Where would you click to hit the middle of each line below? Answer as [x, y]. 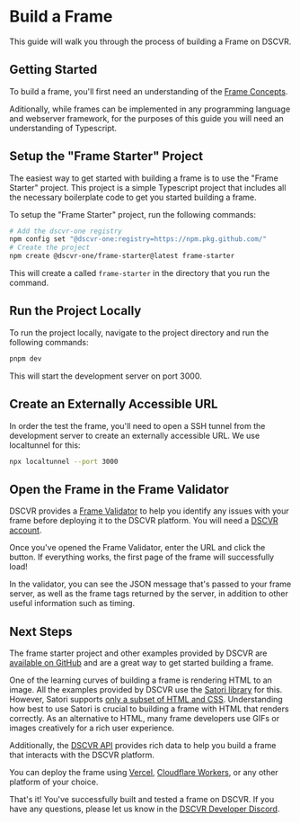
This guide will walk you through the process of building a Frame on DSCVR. [150, 41]
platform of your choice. [54, 782]
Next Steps [41, 631]
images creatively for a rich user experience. [92, 728]
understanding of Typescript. [63, 128]
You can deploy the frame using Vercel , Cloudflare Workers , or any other [144, 773]
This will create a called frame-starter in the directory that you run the [140, 273]
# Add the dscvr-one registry [66, 231]
